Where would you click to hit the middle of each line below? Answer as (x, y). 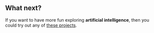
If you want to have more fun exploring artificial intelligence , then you (77, 20)
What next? (23, 8)
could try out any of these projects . (41, 25)
